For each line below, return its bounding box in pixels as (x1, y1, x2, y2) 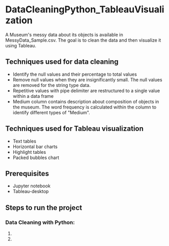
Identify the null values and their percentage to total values (12, 71, 137, 77)
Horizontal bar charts (12, 143, 58, 150)
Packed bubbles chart (12, 154, 59, 161)
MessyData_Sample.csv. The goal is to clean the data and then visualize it (5, 37, 161, 43)
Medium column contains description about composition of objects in (12, 98, 159, 104)
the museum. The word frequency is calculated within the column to (12, 104, 157, 110)
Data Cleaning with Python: (5, 219, 75, 226)
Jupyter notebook (12, 183, 51, 189)
